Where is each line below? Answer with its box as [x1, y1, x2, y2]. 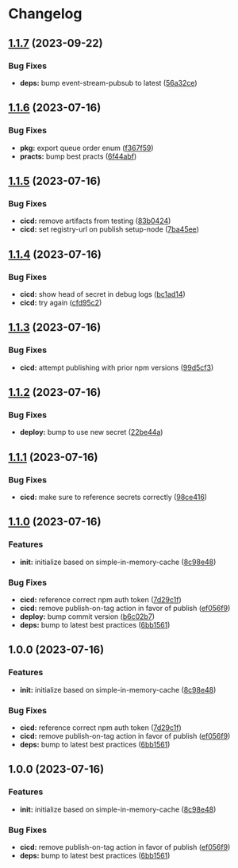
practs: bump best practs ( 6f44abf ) [19, 152, 137, 161]
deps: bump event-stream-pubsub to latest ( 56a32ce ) [19, 78, 198, 87]
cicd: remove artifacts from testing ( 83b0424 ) [19, 216, 171, 226]
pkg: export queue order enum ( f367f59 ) [19, 143, 154, 152]
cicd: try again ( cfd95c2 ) [19, 298, 102, 307]
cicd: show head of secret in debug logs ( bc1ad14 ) [19, 289, 186, 298]
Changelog [8, 5, 83, 23]
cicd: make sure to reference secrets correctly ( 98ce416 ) [19, 493, 208, 501]
